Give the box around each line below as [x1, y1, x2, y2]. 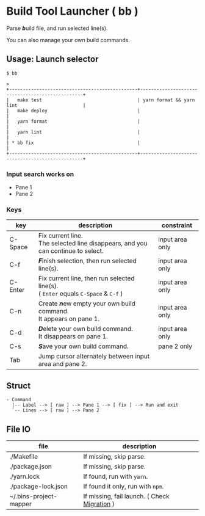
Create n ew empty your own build [38, 299, 136, 308]
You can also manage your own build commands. [6, 36, 130, 43]
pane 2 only [158, 342, 192, 351]
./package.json [9, 462, 52, 471]
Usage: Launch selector [6, 54, 99, 65]
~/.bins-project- [9, 492, 58, 500]
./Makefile [9, 452, 38, 460]
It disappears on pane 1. [38, 332, 109, 341]
